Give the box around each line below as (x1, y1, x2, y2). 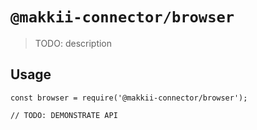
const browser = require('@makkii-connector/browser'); (10, 93, 248, 103)
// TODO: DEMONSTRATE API (10, 110, 118, 120)
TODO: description (34, 37, 113, 49)
